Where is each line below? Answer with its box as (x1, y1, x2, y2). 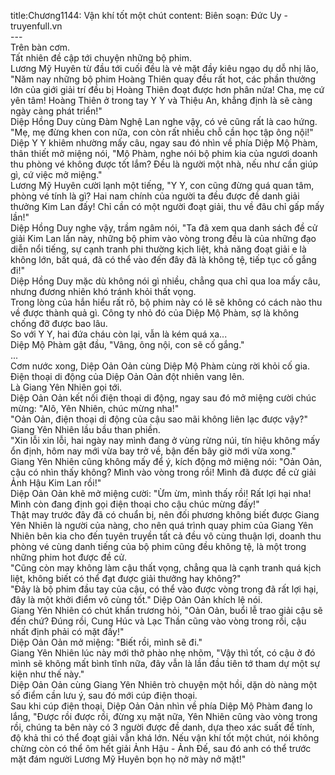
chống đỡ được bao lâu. (10, 318, 108, 329)
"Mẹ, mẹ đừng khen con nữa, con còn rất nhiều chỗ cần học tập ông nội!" (10, 126, 314, 138)
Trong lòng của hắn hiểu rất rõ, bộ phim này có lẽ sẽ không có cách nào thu (10, 296, 323, 308)
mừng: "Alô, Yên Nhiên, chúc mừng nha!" (10, 403, 180, 414)
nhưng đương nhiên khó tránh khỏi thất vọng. (10, 286, 197, 297)
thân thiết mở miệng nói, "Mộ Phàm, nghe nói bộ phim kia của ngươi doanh (10, 148, 318, 159)
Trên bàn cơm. (10, 41, 71, 53)
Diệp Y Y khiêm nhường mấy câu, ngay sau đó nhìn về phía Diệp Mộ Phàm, (10, 137, 318, 149)
